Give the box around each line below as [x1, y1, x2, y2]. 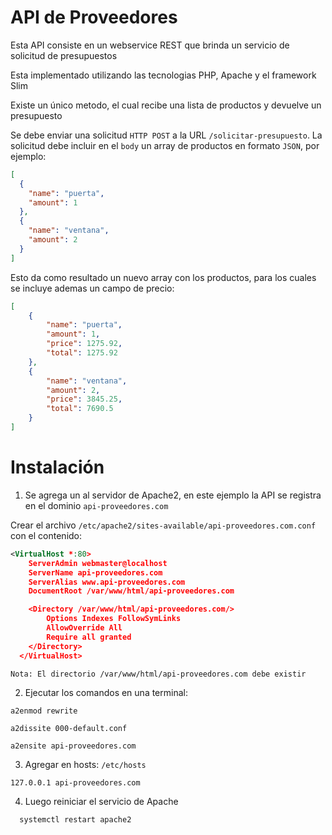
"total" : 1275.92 [46, 348, 118, 358]
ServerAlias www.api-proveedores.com [28, 577, 186, 587]
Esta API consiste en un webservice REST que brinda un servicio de [10, 39, 290, 51]
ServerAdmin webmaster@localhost [28, 558, 168, 568]
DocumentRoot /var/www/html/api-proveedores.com [28, 586, 235, 596]
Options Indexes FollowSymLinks [46, 614, 182, 624]
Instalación [10, 456, 105, 479]
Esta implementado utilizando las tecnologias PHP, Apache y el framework [10, 69, 317, 81]
